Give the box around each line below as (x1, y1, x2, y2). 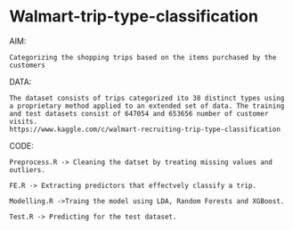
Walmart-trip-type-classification (9, 6, 258, 27)
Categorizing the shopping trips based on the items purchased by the (9, 53, 277, 62)
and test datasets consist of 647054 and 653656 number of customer (9, 109, 269, 118)
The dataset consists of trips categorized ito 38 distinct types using (9, 94, 285, 103)
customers (9, 61, 46, 70)
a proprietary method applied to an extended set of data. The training (9, 101, 285, 111)
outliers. (9, 165, 46, 175)
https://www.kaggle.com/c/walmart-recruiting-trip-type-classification (9, 125, 281, 134)
